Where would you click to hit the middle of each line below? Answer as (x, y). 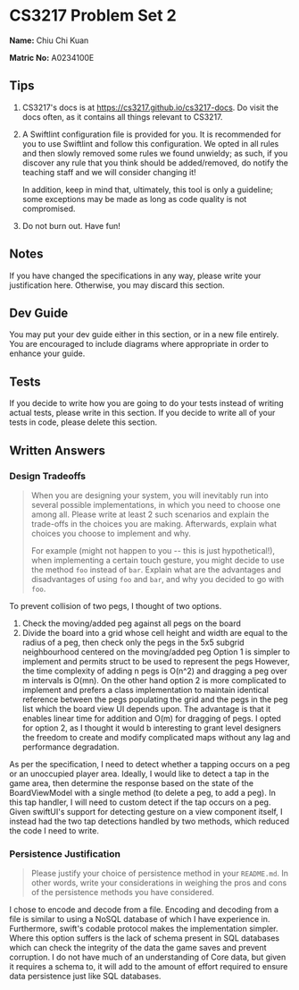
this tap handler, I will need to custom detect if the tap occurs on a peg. (140, 802)
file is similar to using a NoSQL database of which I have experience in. (140, 919)
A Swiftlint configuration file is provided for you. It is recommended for (151, 134)
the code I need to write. (54, 830)
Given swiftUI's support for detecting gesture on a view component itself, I (146, 811)
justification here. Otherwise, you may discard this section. (117, 285)
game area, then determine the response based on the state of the (132, 783)
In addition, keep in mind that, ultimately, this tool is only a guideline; (148, 190)
